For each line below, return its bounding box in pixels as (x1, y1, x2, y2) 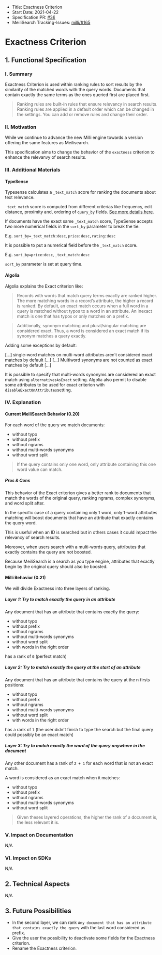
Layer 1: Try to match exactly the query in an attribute (5, 597, 116, 603)
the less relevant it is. (16, 819, 59, 825)
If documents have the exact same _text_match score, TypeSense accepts (5, 218, 153, 224)
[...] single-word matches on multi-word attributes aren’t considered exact (5, 352, 153, 357)
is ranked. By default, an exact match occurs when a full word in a (16, 303, 148, 309)
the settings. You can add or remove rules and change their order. (16, 111, 148, 117)
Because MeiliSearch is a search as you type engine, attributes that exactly (5, 558, 155, 564)
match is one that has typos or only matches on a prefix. (16, 313, 130, 319)
